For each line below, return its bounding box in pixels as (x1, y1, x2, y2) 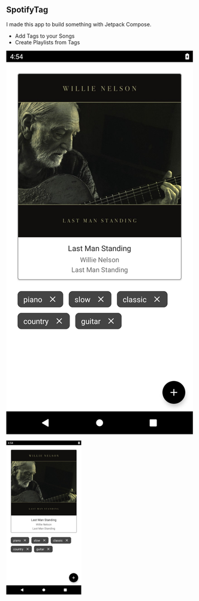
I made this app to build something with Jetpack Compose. (6, 20, 152, 28)
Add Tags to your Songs (14, 32, 75, 40)
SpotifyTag (6, 5, 49, 15)
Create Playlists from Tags (14, 38, 80, 46)
